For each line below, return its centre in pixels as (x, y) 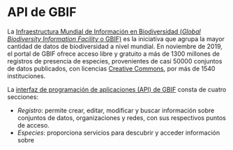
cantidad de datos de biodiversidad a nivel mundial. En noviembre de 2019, (115, 46)
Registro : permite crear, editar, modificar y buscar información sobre (116, 110)
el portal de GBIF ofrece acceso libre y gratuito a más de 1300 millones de (113, 54)
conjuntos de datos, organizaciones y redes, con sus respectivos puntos (122, 118)
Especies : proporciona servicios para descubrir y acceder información (119, 133)
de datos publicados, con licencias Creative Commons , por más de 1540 (111, 68)
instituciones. (27, 76)
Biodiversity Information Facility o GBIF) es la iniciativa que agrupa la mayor (116, 38)
